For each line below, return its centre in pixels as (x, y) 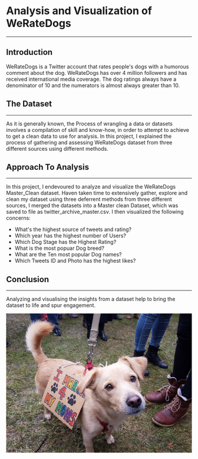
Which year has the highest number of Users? (70, 236)
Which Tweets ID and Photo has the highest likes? (75, 261)
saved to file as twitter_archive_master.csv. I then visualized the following (95, 212)
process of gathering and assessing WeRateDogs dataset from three (89, 142)
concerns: (19, 218)
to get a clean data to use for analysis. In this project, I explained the (89, 136)
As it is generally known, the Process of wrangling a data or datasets (89, 123)
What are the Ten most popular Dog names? (68, 255)
